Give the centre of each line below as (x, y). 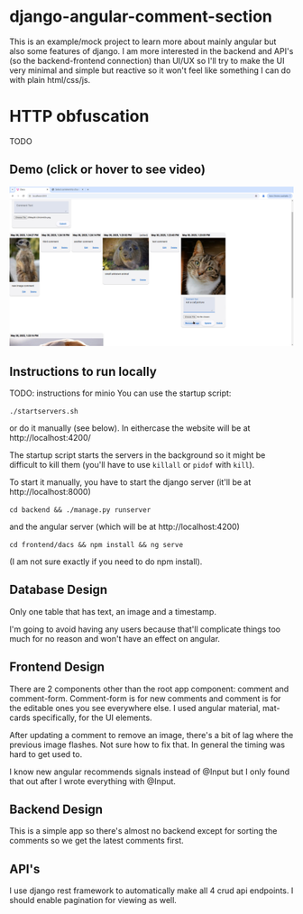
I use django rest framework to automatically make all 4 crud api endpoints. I (151, 891)
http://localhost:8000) (50, 492)
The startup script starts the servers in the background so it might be (138, 455)
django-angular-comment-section (141, 17)
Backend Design (56, 810)
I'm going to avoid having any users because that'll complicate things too (145, 629)
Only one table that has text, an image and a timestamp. (113, 611)
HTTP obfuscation (79, 117)
